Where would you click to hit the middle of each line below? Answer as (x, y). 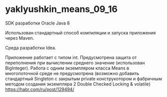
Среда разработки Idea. (31, 47)
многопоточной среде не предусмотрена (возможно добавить (72, 73)
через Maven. (20, 38)
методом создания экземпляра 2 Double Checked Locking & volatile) (78, 84)
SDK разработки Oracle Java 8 (37, 23)
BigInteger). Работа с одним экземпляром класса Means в (67, 68)
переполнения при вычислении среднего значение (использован (75, 62)
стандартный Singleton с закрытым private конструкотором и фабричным (83, 78)
